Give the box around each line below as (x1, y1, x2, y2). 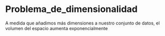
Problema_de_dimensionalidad (5, 3, 138, 15)
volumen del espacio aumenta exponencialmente (5, 25, 108, 31)
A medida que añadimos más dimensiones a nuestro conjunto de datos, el (5, 20, 160, 26)
